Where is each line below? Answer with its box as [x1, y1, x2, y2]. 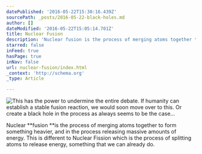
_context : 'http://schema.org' [6, 70, 85, 76]
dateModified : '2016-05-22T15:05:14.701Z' [6, 25, 114, 32]
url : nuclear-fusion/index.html [6, 64, 87, 71]
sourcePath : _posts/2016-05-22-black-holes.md [6, 14, 125, 20]
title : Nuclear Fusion [6, 31, 63, 37]
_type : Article [6, 76, 44, 81]
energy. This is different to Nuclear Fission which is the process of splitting [6, 134, 192, 141]
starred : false [6, 43, 44, 49]
